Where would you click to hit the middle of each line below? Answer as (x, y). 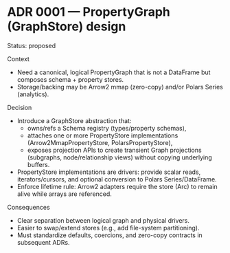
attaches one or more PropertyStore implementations (103, 135)
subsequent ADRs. (43, 242)
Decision (20, 107)
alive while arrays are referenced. (64, 194)
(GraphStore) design (67, 26)
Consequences (28, 207)
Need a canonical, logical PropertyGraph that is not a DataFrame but (114, 72)
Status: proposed (32, 45)
